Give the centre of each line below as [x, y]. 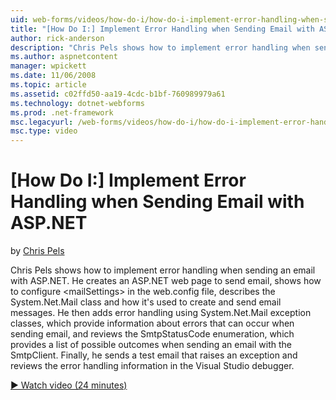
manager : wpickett [48, 66]
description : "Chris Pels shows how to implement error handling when [160, 47]
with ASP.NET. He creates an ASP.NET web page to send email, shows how [166, 281]
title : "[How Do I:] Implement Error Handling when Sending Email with [162, 29]
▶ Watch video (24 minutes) [69, 385]
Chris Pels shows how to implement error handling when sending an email [163, 270]
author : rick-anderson [57, 38]
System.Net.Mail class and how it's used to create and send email [146, 302]
